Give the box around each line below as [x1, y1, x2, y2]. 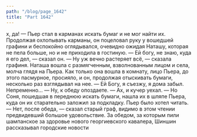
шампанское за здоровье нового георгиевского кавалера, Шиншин [6, 118, 176, 125]
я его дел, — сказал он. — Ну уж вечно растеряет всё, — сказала [6, 55, 172, 62]
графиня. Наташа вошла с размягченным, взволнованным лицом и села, [6, 61, 190, 68]
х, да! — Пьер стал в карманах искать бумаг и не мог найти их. [6, 30, 166, 37]
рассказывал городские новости [6, 124, 89, 131]
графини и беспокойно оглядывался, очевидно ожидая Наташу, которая [6, 42, 189, 50]
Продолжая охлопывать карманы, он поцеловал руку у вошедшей [6, 36, 173, 44]
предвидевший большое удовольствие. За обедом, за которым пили [6, 111, 179, 118]
